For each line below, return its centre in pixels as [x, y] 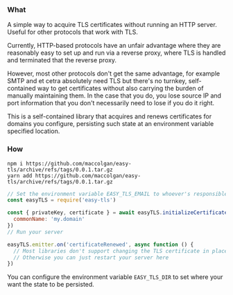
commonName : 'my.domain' [49, 220]
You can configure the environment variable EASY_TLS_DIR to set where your [115, 277]
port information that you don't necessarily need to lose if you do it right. [111, 103]
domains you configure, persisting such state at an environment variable [111, 124]
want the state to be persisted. [51, 285]
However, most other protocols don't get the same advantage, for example [114, 73]
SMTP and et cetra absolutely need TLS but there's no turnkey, [97, 81]
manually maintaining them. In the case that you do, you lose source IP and [114, 96]
